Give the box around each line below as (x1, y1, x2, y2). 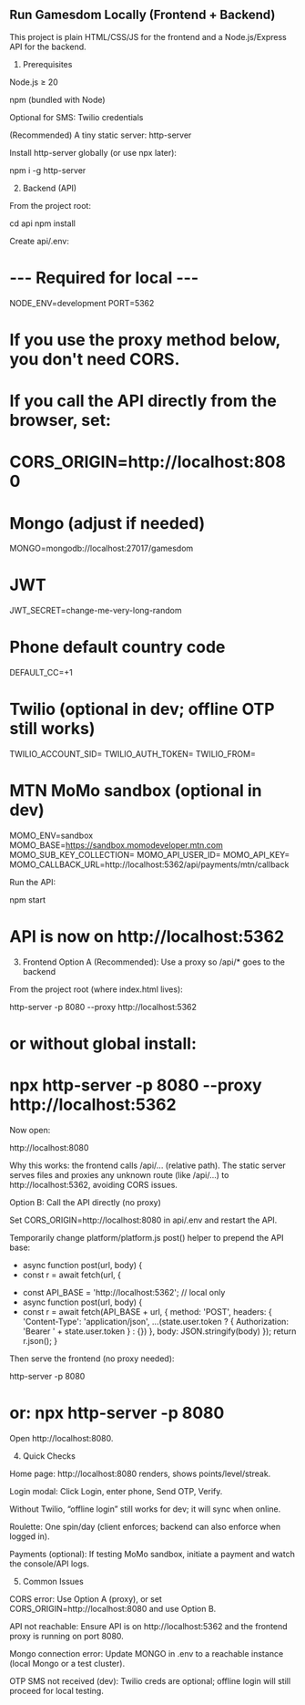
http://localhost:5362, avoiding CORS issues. (9, 1180, 178, 1191)
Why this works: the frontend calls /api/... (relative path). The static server (9, 1160, 287, 1171)
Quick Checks (22, 1451, 76, 1462)
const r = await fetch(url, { (22, 1269, 121, 1280)
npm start (9, 894, 46, 905)
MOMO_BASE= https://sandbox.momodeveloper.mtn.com (9, 840, 223, 851)
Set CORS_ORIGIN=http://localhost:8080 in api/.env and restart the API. (9, 1214, 278, 1225)
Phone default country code (9, 637, 226, 657)
